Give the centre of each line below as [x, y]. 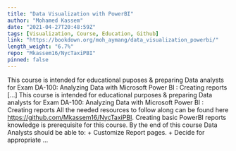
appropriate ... [28, 140]
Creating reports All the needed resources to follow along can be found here [118, 109]
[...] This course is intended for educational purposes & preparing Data [110, 95]
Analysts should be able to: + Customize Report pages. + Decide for [106, 132]
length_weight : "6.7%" [41, 47]
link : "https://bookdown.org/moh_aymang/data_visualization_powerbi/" [113, 40]
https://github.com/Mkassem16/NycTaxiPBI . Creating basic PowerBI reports [117, 117]
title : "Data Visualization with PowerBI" [70, 14]
